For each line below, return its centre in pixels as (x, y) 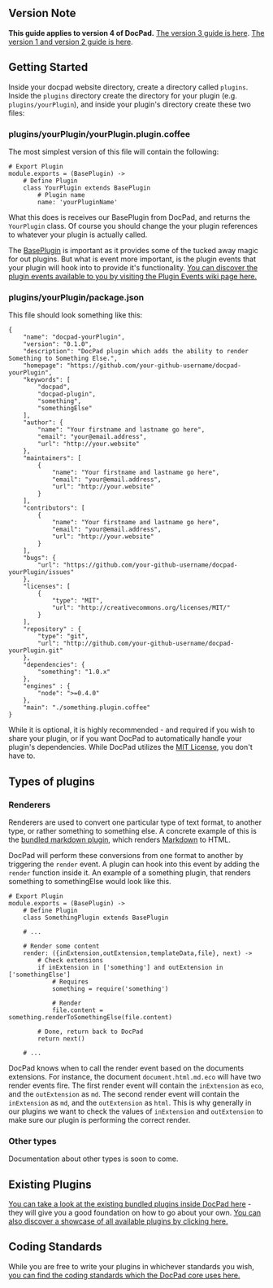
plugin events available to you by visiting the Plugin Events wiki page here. (133, 276)
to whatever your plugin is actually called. (78, 234)
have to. (22, 756)
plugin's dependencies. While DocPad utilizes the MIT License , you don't (131, 747)
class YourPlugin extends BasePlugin (87, 188)
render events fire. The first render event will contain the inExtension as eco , (136, 1085)
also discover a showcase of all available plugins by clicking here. (119, 1221)
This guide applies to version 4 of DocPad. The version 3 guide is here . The (136, 33)
